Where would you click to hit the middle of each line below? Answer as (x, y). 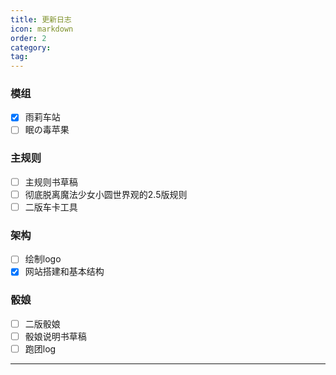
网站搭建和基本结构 (64, 272)
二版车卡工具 (51, 207)
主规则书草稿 (51, 182)
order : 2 (28, 38)
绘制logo (43, 259)
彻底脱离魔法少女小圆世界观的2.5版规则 (106, 194)
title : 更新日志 (41, 19)
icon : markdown (42, 29)
